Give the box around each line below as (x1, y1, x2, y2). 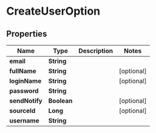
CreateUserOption (6, 4, 101, 18)
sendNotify (9, 96, 42, 105)
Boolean (48, 96, 73, 105)
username (9, 117, 39, 124)
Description (78, 47, 114, 55)
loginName (9, 77, 42, 85)
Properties (6, 29, 47, 39)
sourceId (9, 107, 36, 115)
